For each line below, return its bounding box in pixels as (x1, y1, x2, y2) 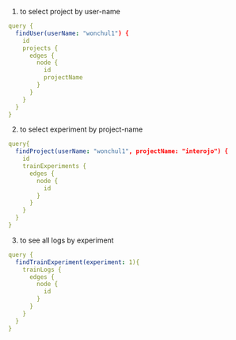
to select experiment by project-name (19, 124, 143, 134)
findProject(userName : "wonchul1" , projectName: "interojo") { (15, 147, 228, 155)
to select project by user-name (19, 7, 120, 16)
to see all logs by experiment (19, 235, 114, 245)
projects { (22, 44, 59, 52)
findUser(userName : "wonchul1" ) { (15, 29, 129, 37)
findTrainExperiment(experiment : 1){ (15, 258, 140, 266)
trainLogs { (22, 266, 62, 273)
